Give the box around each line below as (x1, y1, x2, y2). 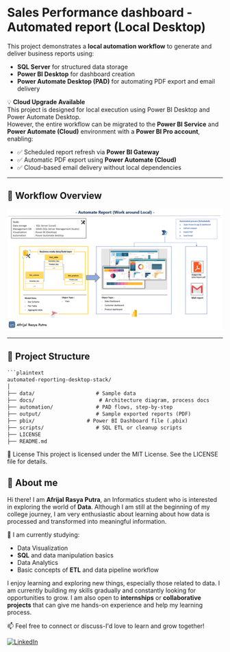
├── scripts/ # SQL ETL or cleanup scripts (7, 424, 183, 431)
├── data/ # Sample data (7, 390, 136, 397)
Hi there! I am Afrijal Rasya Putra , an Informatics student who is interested (7, 495, 218, 503)
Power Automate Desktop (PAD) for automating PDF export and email (16, 77, 216, 85)
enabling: (7, 134, 34, 143)
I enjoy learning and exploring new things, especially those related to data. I (7, 579, 220, 587)
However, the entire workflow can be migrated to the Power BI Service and (7, 120, 219, 128)
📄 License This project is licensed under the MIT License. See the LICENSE (7, 450, 219, 459)
